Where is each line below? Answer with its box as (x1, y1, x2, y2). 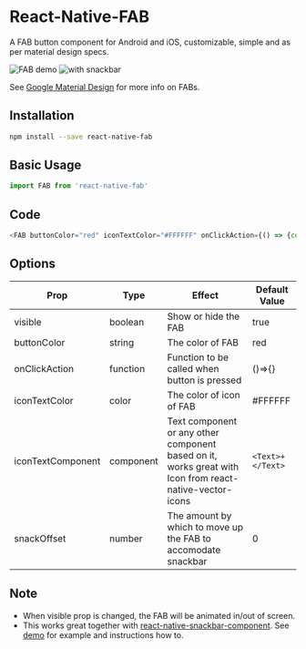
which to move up (167, 520, 244, 533)
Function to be (167, 351, 229, 364)
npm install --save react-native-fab (9, 132, 153, 141)
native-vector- (167, 483, 233, 496)
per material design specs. (9, 46, 109, 57)
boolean (108, 315, 145, 328)
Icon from (167, 471, 209, 484)
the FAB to (167, 531, 211, 544)
